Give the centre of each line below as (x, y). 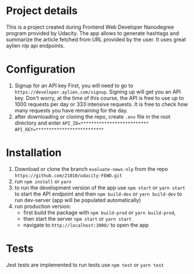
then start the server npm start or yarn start (77, 218)
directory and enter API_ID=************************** (82, 123)
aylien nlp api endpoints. (36, 46)
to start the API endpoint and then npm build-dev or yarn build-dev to (98, 194)
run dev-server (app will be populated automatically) (78, 200)
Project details (42, 11)
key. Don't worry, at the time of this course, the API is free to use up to (99, 98)
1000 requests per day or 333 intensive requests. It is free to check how (101, 104)
